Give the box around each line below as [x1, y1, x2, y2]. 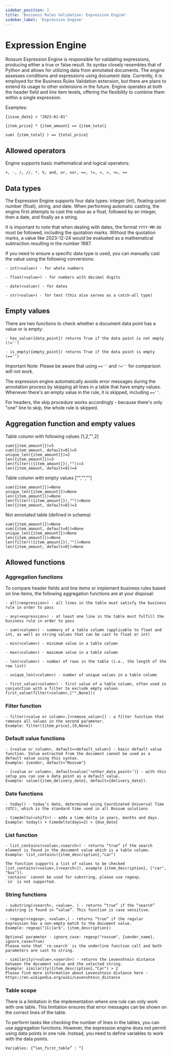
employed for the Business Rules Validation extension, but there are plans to [5, 78, 167, 84]
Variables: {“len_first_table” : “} [5, 1046, 84, 1051]
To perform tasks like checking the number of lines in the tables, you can [5, 1019, 160, 1026]
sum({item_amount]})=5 [5, 443, 54, 448]
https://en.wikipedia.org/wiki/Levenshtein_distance [5, 975, 121, 980]
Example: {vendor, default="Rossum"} [5, 760, 86, 765]
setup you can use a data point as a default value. [5, 774, 121, 779]
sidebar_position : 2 [5, 7, 50, 13]
